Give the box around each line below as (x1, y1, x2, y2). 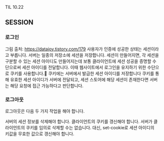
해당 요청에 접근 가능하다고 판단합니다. (10, 83, 84, 89)
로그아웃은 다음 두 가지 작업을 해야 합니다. (5, 108, 85, 114)
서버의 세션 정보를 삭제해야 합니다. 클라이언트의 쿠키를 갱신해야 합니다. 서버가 (5, 118, 153, 124)
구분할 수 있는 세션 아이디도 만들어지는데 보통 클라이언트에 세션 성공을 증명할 (5, 58, 152, 64)
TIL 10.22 (5, 4, 23, 10)
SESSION (5, 18, 34, 26)
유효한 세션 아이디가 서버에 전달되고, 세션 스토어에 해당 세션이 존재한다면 (10, 76, 149, 82)
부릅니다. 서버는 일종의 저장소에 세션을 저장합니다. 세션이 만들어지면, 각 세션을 (10, 52, 159, 58)
